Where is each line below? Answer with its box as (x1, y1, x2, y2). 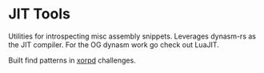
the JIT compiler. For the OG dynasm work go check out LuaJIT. (8, 39, 220, 49)
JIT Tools (8, 5, 70, 23)
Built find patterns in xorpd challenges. (8, 55, 136, 65)
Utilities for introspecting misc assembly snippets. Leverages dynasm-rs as (8, 31, 256, 41)
